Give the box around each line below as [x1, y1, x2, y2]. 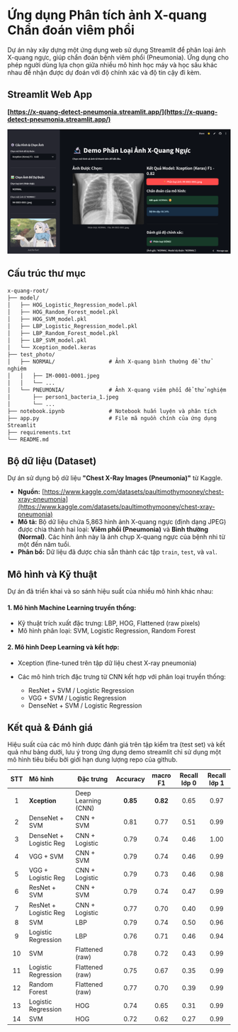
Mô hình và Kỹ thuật [7, 568, 98, 580]
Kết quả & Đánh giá [7, 722, 93, 734]
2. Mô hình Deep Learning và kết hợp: [7, 643, 120, 652]
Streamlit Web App [7, 89, 93, 101]
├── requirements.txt [7, 429, 72, 436]
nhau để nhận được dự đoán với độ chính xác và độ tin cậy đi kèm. [7, 68, 202, 76]
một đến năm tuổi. [17, 540, 71, 549]
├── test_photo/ [7, 351, 55, 358]
